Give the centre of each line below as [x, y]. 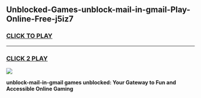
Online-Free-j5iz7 [40, 19]
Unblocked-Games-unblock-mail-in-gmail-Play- [98, 10]
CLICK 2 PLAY [27, 58]
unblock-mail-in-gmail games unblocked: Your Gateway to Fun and [91, 82]
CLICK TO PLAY [29, 36]
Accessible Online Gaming [40, 88]
